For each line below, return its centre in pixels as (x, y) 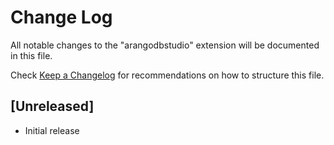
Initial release (52, 130)
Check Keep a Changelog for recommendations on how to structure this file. (167, 75)
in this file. (31, 55)
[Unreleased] (52, 106)
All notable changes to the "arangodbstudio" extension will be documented (165, 45)
